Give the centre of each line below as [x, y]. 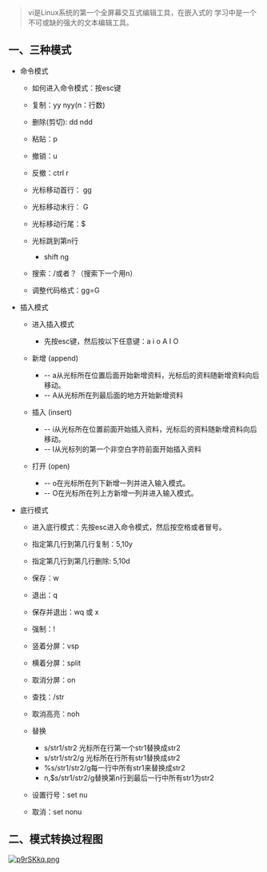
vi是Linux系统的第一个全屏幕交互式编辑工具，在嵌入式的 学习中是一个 [142, 12]
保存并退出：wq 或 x [65, 611]
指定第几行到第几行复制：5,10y [82, 544]
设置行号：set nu [60, 794]
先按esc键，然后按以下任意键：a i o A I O [111, 341]
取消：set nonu [57, 811]
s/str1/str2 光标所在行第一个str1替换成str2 [112, 747]
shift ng [56, 257]
